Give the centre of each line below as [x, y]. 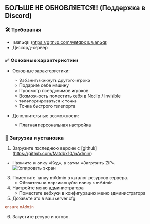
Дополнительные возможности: [46, 115]
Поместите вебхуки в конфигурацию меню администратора [82, 193]
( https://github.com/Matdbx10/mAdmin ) [52, 154]
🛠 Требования [23, 30]
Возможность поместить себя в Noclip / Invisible [70, 96]
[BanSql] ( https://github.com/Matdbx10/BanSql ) [60, 42]
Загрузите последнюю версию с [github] [55, 148]
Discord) [19, 16]
